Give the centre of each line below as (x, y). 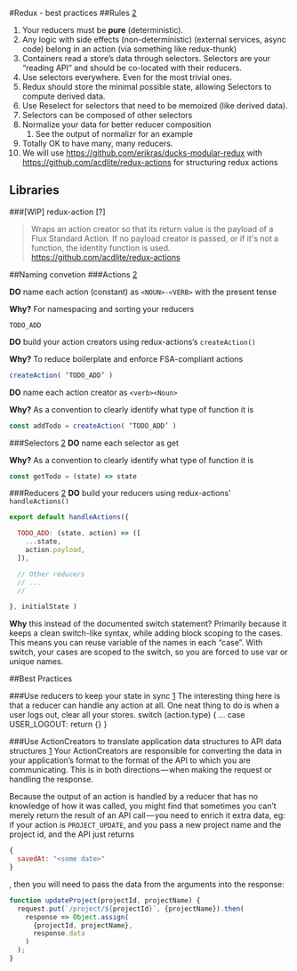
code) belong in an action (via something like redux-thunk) (129, 49)
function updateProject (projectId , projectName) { (105, 900)
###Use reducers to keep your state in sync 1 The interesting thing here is (145, 696)
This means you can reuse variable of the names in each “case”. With (136, 643)
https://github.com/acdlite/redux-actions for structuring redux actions (150, 162)
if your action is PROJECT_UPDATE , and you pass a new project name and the (145, 825)
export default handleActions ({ (69, 518)
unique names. (36, 662)
